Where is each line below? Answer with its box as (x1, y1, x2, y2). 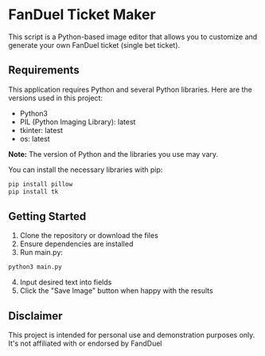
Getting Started (8, 209, 87, 223)
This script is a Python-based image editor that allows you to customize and (8, 32, 258, 41)
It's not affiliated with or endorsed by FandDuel (8, 338, 162, 348)
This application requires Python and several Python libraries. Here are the (8, 84, 252, 94)
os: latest (19, 134, 50, 143)
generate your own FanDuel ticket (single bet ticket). (8, 40, 181, 49)
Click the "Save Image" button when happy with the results (19, 286, 213, 295)
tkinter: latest (19, 125, 64, 135)
